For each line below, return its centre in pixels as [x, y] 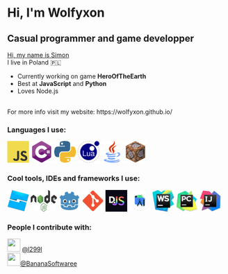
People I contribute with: [50, 227]
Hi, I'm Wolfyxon [56, 13]
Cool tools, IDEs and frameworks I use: [74, 178]
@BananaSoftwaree [49, 263]
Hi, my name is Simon [38, 55]
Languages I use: [37, 130]
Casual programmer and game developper [101, 38]
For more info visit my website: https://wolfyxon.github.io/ [90, 112]
